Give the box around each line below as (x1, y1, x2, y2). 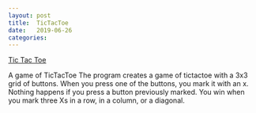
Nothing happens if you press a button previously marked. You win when (8, 88, 245, 97)
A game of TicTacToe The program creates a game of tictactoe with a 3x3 (8, 70, 248, 80)
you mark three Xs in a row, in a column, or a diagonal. (8, 96, 186, 105)
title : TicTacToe (8, 19, 69, 27)
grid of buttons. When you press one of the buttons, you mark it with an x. (8, 79, 249, 89)
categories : (8, 33, 47, 42)
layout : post (8, 11, 51, 20)
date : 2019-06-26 (8, 26, 73, 34)
